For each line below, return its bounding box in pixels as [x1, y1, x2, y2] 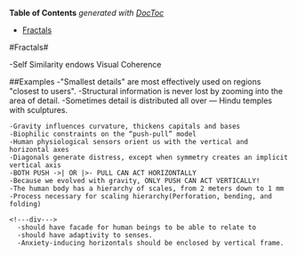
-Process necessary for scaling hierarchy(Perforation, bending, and [9, 192, 273, 201]
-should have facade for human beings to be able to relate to [17, 223, 256, 232]
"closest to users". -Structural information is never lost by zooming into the [9, 86, 283, 96]
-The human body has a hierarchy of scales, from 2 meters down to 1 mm [9, 184, 285, 193]
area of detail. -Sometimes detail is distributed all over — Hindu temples [9, 95, 273, 106]
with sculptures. [9, 105, 68, 115]
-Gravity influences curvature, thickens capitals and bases [9, 122, 241, 131]
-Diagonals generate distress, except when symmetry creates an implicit [9, 153, 289, 162]
